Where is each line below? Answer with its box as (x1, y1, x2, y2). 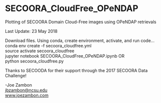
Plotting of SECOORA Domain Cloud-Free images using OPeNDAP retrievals (5, 19, 157, 25)
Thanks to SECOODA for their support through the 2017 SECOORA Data (5, 67, 148, 73)
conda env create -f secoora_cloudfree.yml (5, 43, 92, 48)
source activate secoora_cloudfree (5, 48, 75, 54)
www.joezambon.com (5, 92, 48, 98)
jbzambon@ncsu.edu (5, 87, 48, 93)
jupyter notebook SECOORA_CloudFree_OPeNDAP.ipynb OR (5, 53, 125, 59)
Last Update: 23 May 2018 (5, 28, 58, 34)
